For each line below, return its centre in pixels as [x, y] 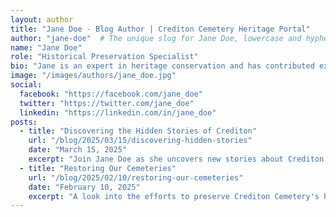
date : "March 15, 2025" [78, 150]
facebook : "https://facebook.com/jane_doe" [111, 94]
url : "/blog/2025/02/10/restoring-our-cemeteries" [136, 177]
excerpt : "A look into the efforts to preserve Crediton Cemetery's [174, 196]
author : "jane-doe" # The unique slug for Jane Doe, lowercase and [156, 38]
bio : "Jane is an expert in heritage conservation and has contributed [162, 66]
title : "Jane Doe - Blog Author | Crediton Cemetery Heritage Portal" [160, 29]
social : [26, 85]
